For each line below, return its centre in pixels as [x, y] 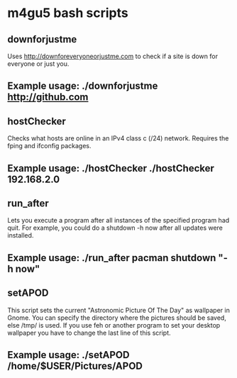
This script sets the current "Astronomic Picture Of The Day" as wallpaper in [119, 310]
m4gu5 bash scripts [68, 13]
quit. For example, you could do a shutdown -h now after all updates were [115, 228]
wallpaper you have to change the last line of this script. [89, 333]
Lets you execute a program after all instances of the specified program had [118, 221]
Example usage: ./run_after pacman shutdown [112, 258]
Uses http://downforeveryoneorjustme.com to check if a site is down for [113, 56]
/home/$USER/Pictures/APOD [75, 366]
